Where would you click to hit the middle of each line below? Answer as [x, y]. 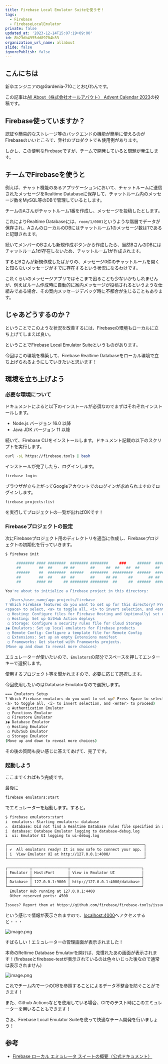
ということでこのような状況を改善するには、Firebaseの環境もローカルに [80, 328]
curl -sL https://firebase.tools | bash [48, 456]
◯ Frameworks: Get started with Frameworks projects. [64, 642]
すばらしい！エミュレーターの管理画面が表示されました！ [64, 942]
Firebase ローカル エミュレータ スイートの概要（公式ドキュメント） [82, 1056]
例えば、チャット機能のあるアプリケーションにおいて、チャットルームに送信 [84, 187]
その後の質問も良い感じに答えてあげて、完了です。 [57, 751]
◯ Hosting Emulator [28, 727]
